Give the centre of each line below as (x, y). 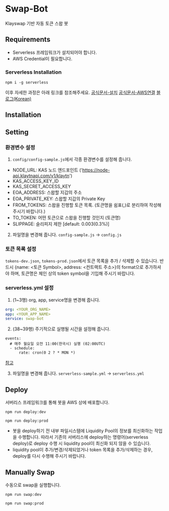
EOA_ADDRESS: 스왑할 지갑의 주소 (47, 193)
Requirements (28, 40)
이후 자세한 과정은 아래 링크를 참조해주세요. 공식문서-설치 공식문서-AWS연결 (80, 93)
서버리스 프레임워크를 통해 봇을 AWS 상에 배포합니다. (57, 403)
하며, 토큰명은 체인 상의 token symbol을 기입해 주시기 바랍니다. (73, 273)
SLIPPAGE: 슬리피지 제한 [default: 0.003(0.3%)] (61, 224)
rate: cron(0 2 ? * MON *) (47, 353)
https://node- (96, 170)
